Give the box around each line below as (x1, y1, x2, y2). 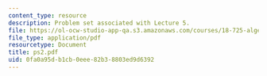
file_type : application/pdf (8, 33, 102, 42)
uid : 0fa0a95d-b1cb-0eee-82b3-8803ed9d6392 (8, 56, 155, 64)
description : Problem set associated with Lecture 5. (8, 19, 191, 27)
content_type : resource (8, 11, 87, 20)
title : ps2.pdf (8, 48, 59, 56)
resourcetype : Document (8, 41, 87, 49)
